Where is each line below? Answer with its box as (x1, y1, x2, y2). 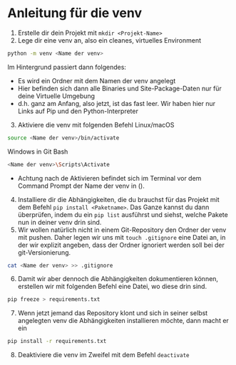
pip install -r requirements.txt (7, 338, 107, 345)
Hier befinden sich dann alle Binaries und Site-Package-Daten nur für (17, 84, 222, 92)
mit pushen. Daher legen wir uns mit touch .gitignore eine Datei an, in (17, 233, 226, 241)
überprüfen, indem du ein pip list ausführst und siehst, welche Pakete (17, 210, 228, 218)
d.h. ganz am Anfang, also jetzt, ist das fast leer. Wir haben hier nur (17, 99, 216, 107)
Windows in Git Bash (7, 147, 68, 156)
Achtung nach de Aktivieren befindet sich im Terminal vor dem (17, 174, 202, 182)
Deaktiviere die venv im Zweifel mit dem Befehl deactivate (17, 351, 190, 359)
